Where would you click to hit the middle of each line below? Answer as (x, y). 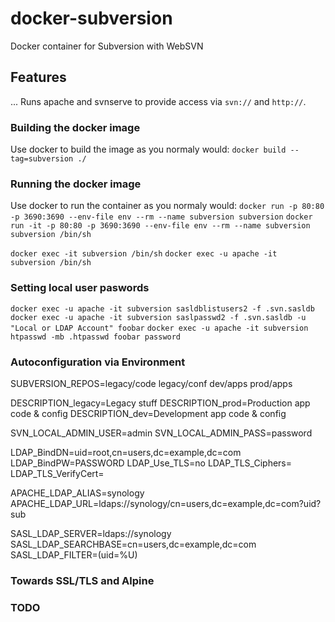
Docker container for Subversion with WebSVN (107, 46)
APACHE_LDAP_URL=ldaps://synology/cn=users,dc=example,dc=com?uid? (166, 503)
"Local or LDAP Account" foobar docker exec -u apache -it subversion (159, 328)
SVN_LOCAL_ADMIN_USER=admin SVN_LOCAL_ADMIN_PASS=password (161, 433)
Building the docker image (75, 127)
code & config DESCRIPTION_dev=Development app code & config (148, 413)
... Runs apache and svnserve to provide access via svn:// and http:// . (158, 101)
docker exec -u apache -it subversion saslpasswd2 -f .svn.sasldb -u (158, 317)
